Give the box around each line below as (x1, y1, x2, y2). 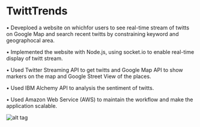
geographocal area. (6, 37, 55, 44)
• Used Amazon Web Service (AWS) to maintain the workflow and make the (6, 96, 193, 103)
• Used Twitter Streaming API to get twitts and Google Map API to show (6, 66, 183, 73)
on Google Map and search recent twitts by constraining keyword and (6, 30, 179, 37)
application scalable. (6, 102, 58, 109)
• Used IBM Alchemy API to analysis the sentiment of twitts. (6, 84, 154, 91)
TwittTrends (6, 4, 68, 18)
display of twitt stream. (6, 55, 63, 62)
